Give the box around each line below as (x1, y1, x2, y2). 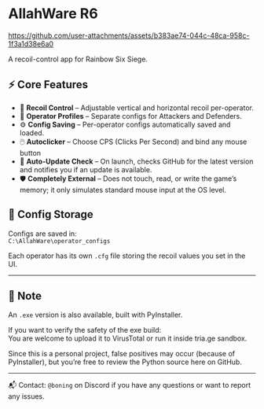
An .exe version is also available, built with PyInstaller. (8, 310, 183, 319)
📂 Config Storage (8, 208, 94, 221)
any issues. (8, 392, 45, 401)
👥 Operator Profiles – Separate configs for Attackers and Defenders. (19, 111, 242, 120)
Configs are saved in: (8, 229, 77, 238)
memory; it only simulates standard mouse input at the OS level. (19, 185, 226, 194)
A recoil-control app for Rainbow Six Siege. (8, 54, 148, 64)
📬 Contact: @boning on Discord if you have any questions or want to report (8, 381, 251, 390)
